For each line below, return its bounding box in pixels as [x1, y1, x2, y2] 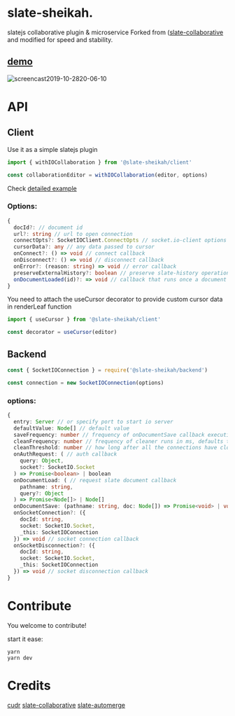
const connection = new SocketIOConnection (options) [7, 379, 164, 386]
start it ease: [7, 635, 43, 643]
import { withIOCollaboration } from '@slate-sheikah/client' [7, 159, 192, 166]
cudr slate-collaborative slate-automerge [7, 701, 126, 709]
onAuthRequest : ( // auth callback [13, 451, 117, 458]
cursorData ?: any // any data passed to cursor [13, 244, 155, 251]
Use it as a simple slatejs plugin [7, 145, 98, 153]
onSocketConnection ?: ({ [13, 510, 86, 517]
